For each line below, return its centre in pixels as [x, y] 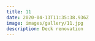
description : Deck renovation [45, 29]
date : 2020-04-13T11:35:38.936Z [47, 17]
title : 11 [19, 12]
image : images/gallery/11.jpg [45, 23]
